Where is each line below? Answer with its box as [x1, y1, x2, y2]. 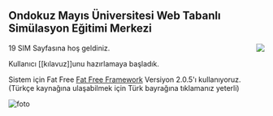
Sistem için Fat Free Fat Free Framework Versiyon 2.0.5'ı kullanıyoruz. [8, 75, 241, 84]
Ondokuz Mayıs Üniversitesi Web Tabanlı [8, 9, 221, 23]
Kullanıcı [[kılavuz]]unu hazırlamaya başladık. [8, 58, 160, 68]
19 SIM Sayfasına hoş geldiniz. [8, 43, 110, 53]
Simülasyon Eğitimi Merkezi [8, 22, 152, 36]
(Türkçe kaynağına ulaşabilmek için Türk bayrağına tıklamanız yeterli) [8, 83, 240, 92]
